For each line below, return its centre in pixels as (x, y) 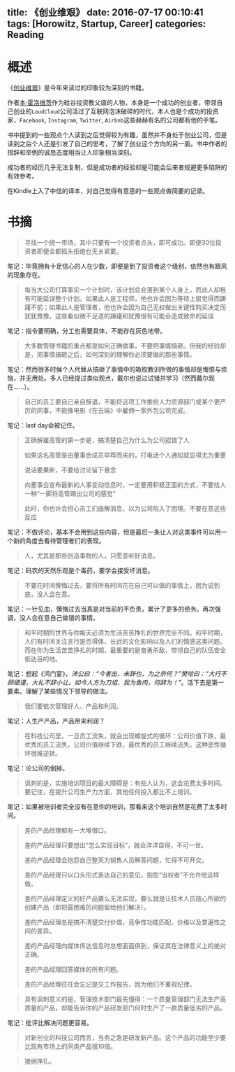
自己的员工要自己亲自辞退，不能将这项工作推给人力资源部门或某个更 (122, 402)
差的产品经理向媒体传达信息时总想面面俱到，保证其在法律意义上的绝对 (125, 946)
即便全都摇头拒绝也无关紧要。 (79, 251)
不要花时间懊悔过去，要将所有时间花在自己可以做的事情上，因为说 (119, 586)
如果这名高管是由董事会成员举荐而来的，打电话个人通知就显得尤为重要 (125, 455)
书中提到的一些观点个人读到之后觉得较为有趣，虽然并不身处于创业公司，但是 (117, 135)
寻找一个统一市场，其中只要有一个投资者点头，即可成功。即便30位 (120, 243)
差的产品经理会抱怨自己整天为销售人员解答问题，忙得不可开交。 (116, 860)
